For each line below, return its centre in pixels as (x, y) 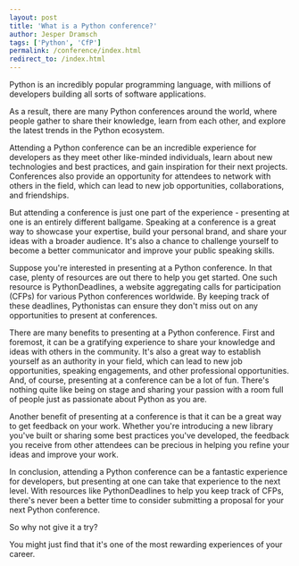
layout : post (33, 17)
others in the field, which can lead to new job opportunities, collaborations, (147, 186)
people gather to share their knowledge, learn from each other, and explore (148, 121)
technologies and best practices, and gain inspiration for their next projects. (149, 167)
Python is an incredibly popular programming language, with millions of (140, 84)
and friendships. (39, 195)
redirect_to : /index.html (57, 59)
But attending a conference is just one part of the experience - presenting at (149, 212)
